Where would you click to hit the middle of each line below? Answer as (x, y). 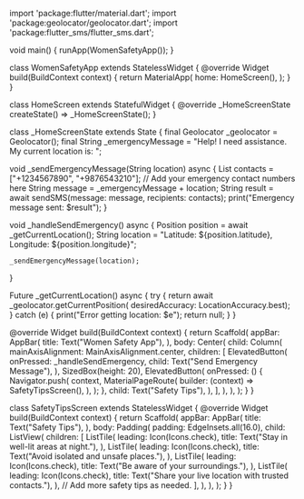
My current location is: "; (56, 151)
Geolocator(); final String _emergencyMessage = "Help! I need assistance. (148, 141)
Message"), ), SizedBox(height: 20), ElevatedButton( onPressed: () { (136, 371)
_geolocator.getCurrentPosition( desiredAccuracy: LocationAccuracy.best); (150, 305)
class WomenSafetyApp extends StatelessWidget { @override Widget (139, 68)
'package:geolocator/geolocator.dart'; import (94, 23)
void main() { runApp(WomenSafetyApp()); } (92, 50)
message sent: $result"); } (58, 207)
